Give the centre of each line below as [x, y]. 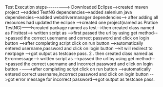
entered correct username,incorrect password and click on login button [77, 74]
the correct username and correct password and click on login [87, 38]
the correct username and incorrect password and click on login [88, 64]
